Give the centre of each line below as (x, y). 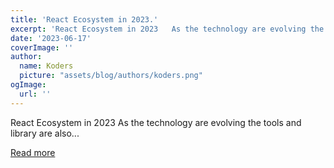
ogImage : (28, 85)
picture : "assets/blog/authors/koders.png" (111, 76)
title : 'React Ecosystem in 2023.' (84, 19)
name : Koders (46, 66)
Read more (33, 152)
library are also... (45, 133)
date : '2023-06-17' (51, 38)
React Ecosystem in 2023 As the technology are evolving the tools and (156, 122)
